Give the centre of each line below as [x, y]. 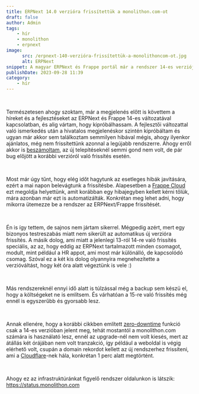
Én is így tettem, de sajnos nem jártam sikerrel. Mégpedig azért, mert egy [96, 227]
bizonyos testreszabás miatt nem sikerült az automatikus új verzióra [89, 234]
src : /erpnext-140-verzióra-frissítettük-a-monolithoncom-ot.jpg [104, 56]
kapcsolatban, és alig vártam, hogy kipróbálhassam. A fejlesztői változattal [97, 124]
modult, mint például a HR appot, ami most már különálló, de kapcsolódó [95, 253]
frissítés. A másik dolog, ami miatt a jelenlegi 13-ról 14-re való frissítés [91, 240]
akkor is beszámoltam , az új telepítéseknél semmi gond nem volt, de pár [94, 150]
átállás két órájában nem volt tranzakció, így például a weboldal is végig [94, 343]
